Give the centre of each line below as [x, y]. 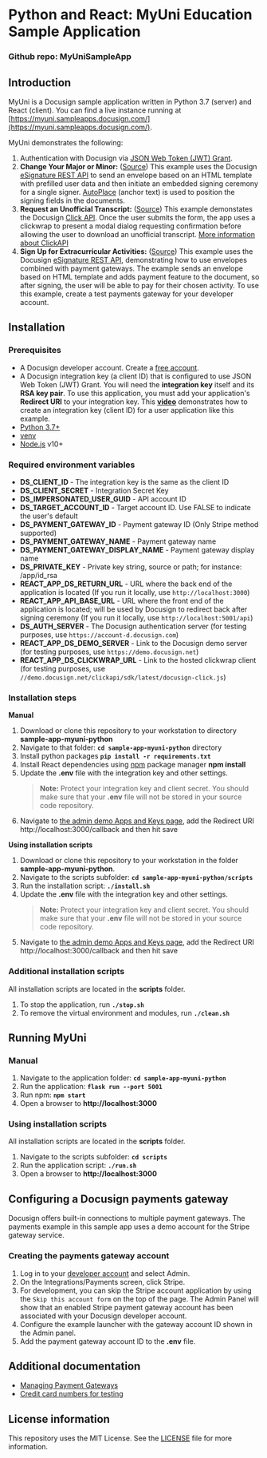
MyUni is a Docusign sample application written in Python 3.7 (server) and [130, 101]
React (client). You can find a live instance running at [95, 110]
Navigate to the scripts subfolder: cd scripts [93, 1157]
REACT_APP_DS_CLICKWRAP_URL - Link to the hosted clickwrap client [138, 660]
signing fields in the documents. [73, 200]
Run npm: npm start [53, 1095]
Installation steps [43, 698]
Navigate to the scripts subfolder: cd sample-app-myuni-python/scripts [136, 878]
